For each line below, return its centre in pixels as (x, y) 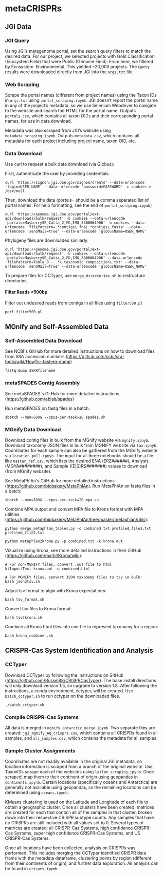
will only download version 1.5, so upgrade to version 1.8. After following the (81, 685)
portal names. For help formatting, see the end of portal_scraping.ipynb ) (79, 205)
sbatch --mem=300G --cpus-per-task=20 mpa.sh (52, 500)
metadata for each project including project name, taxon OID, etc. (71, 141)
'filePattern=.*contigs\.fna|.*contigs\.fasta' (76, 227)
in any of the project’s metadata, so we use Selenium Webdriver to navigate (81, 106)
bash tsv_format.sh (25, 599)
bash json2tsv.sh (23, 581)
